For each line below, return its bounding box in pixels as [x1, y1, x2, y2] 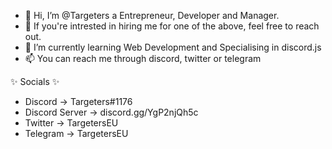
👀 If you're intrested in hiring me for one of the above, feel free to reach [24, 20, 320, 32]
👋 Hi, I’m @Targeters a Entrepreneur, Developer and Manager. [24, 10, 280, 21]
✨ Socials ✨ [10, 76, 60, 87]
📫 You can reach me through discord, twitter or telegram [24, 53, 262, 64]
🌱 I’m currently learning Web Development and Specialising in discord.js [24, 41, 322, 53]
